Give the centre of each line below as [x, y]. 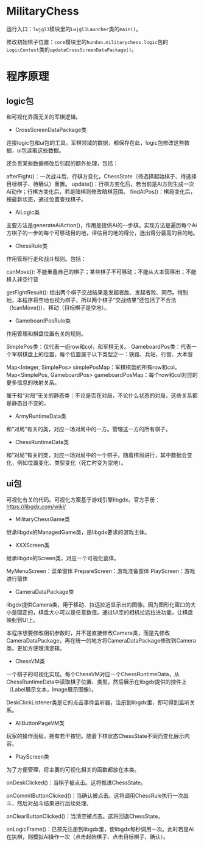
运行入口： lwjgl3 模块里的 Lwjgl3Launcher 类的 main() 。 [74, 29]
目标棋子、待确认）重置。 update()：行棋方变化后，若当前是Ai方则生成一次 [100, 184]
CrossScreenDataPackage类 [51, 129]
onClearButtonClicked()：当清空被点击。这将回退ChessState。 [85, 816]
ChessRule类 [31, 246]
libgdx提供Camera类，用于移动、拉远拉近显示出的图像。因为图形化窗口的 [98, 604]
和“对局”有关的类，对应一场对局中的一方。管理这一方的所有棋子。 [89, 429]
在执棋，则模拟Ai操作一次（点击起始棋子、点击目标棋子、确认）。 [88, 837]
